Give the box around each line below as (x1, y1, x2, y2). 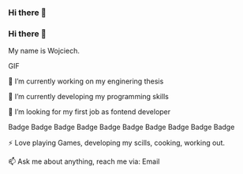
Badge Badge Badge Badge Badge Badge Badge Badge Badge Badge (8, 122, 235, 132)
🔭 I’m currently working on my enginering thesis (8, 76, 164, 86)
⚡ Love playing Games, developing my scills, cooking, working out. (8, 138, 226, 148)
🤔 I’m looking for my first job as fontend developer (8, 107, 171, 117)
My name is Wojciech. (8, 46, 80, 56)
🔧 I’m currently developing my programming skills (8, 92, 170, 102)
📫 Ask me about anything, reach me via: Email (8, 157, 160, 166)
